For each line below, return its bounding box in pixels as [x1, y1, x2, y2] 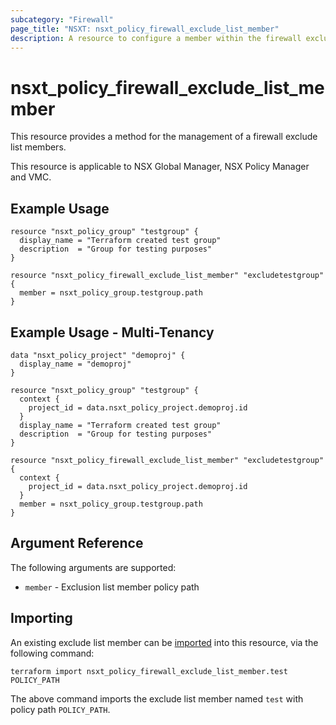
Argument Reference [10, 535, 144, 552]
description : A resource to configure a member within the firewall [10, 33, 302, 43]
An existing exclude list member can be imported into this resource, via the [10, 636, 319, 648]
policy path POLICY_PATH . [10, 703, 111, 715]
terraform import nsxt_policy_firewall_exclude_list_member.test [10, 666, 288, 676]
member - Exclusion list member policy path [24, 581, 200, 593]
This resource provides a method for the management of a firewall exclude [10, 131, 318, 143]
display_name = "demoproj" [19, 359, 132, 369]
